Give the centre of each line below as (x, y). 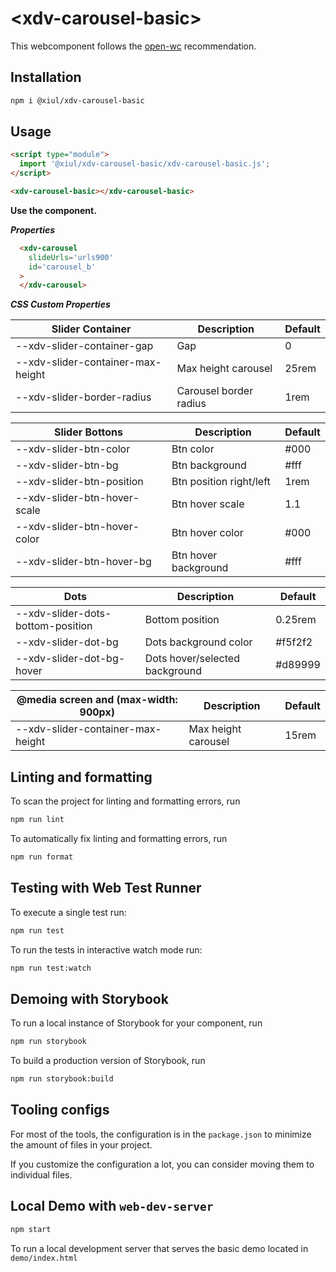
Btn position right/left (221, 482)
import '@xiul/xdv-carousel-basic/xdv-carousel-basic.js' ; (145, 164)
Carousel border (215, 391)
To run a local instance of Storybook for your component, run (136, 1023)
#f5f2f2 (294, 642)
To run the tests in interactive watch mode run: (106, 949)
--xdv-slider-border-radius (83, 397)
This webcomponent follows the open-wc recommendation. (133, 46)
